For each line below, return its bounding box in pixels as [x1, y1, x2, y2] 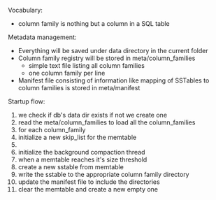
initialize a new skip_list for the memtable [17, 133, 137, 141]
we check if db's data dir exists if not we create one [17, 111, 167, 119]
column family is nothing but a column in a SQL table [17, 20, 170, 27]
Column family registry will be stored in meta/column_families [17, 54, 196, 62]
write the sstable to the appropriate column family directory [17, 171, 189, 178]
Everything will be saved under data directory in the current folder [17, 47, 208, 55]
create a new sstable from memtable [17, 163, 124, 171]
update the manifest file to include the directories [17, 178, 160, 186]
